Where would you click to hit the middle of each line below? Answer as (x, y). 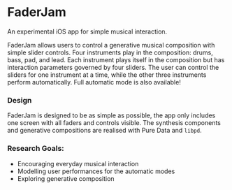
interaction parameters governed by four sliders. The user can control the (113, 67)
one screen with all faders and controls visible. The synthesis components (114, 123)
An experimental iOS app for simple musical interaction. (87, 31)
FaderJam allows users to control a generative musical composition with (111, 45)
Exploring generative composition (66, 178)
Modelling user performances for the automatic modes (96, 171)
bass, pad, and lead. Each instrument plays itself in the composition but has (116, 59)
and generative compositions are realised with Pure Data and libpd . (104, 131)
